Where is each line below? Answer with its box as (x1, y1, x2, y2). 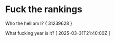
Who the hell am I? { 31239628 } (5, 20, 72, 26)
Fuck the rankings (5, 4, 83, 15)
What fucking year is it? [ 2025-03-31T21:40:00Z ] (5, 30, 110, 36)
